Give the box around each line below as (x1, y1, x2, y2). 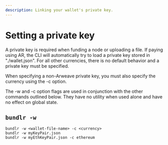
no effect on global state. (5, 99, 58, 105)
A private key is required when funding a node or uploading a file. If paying (5, 47, 163, 53)
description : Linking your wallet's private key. (5, 7, 114, 13)
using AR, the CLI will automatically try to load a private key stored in (5, 52, 150, 58)
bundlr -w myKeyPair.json (5, 131, 60, 136)
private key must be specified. (5, 63, 69, 69)
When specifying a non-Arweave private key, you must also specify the (5, 73, 156, 79)
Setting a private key (5, 29, 95, 41)
